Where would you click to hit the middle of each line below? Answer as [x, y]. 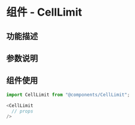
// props [22, 111]
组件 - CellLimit [44, 12]
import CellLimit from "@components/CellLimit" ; [68, 94]
